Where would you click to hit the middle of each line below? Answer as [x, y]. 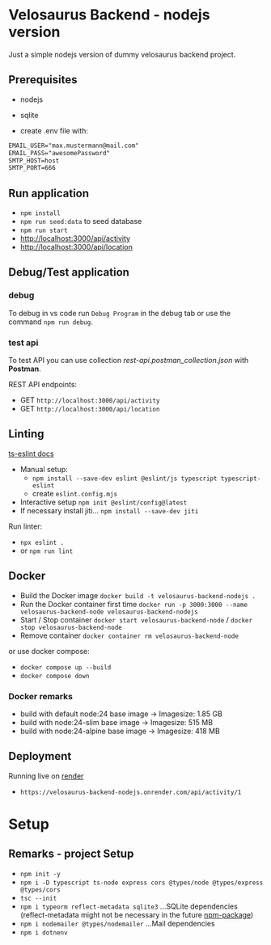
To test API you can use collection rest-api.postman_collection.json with [129, 361]
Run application [49, 193]
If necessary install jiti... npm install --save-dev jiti [109, 510]
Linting [26, 434]
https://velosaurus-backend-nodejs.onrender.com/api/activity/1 [131, 792]
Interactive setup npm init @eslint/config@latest [104, 502]
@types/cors [40, 890]
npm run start [44, 231]
